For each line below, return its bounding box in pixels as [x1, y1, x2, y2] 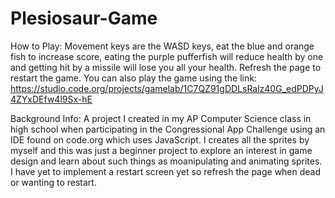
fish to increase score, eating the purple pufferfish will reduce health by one [10, 50, 324, 62]
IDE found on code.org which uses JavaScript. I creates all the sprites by [10, 133, 310, 146]
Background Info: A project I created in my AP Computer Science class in [10, 112, 312, 124]
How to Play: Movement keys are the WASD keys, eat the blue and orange [10, 40, 315, 52]
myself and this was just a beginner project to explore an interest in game [10, 144, 313, 156]
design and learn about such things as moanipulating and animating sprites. [10, 155, 323, 167]
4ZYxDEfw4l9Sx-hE [10, 93, 93, 105]
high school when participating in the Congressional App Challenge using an [10, 123, 326, 135]
